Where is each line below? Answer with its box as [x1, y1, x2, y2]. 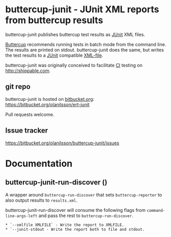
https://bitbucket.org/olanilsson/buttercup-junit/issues [5, 140, 119, 146]
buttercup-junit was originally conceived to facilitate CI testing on [5, 62, 143, 68]
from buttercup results [5, 14, 104, 26]
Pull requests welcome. [5, 111, 55, 117]
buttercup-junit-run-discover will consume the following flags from [5, 207, 146, 213]
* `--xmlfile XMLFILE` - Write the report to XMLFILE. [5, 222, 125, 227]
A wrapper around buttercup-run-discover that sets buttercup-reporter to [5, 191, 162, 198]
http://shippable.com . [5, 68, 51, 74]
